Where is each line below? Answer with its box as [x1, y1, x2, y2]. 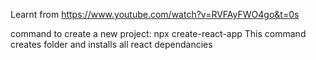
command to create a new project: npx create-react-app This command [10, 28, 307, 39]
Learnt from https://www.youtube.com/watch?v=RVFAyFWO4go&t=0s [10, 9, 300, 20]
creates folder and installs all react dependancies [10, 39, 213, 50]
